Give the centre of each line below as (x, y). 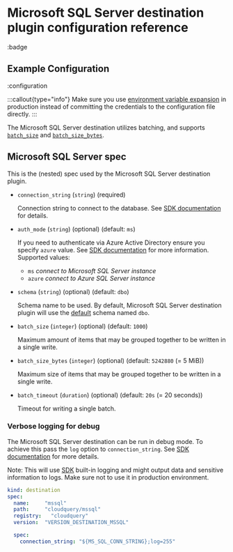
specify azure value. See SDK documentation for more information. (113, 250)
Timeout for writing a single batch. (66, 408)
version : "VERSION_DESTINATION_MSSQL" (71, 523)
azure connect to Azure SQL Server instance (91, 278)
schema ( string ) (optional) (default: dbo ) (73, 291)
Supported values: (44, 257)
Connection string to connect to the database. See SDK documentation (119, 208)
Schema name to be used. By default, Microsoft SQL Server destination (120, 305)
